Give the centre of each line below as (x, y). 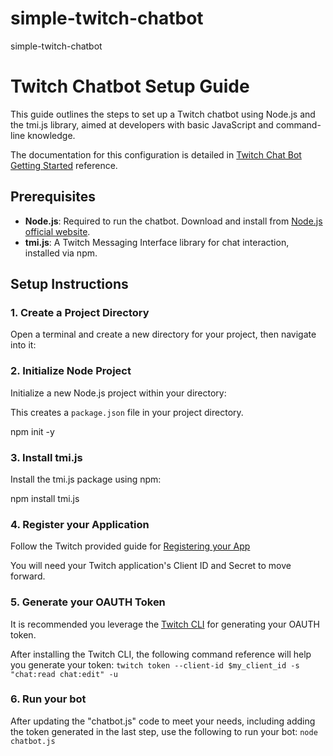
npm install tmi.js (45, 498)
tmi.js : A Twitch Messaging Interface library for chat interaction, (157, 242)
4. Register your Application (80, 524)
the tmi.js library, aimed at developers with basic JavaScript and (142, 124)
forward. (28, 576)
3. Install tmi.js (46, 457)
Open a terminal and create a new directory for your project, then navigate (163, 334)
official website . (57, 231)
